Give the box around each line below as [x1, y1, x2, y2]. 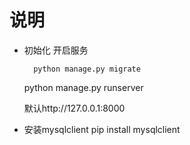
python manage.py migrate [33, 64, 141, 74]
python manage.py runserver [23, 81, 144, 93]
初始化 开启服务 [23, 44, 89, 56]
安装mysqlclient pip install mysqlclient [23, 123, 181, 135]
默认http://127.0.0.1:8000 [23, 102, 126, 114]
